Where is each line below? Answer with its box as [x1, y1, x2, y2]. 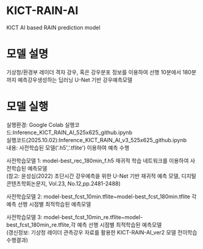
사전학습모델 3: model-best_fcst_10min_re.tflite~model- [6, 213, 143, 220]
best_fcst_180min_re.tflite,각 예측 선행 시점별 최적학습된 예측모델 [6, 221, 162, 228]
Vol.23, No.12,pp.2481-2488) [48, 179, 121, 187]
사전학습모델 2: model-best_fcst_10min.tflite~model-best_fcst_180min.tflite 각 [6, 193, 197, 200]
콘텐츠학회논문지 [6, 179, 46, 187]
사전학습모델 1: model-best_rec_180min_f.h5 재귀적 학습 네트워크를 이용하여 [6, 157, 189, 164]
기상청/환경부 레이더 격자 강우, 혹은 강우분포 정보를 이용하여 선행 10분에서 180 [6, 68, 192, 76]
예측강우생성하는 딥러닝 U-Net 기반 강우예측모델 [17, 76, 133, 83]
